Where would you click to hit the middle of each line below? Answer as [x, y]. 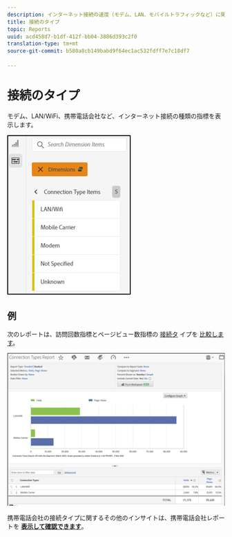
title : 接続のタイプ [33, 22]
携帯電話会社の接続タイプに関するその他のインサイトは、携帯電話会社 [107, 518]
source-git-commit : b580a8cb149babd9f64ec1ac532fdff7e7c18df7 [98, 51]
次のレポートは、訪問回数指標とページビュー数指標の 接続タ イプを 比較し [113, 334]
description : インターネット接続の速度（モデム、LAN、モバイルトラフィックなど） [112, 15]
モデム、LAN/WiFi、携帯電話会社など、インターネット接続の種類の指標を [111, 116]
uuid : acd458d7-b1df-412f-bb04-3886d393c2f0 [72, 37]
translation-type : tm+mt [43, 44]
